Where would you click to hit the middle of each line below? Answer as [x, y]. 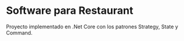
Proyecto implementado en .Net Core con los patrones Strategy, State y [92, 27]
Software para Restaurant [70, 11]
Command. [19, 32]
